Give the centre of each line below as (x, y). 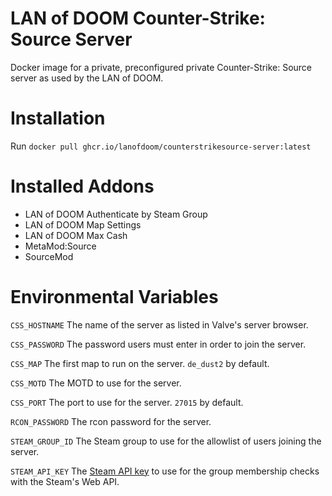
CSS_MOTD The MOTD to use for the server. (96, 383)
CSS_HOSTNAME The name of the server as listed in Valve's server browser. (159, 324)
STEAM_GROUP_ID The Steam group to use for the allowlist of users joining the (166, 441)
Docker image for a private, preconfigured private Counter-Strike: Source (161, 67)
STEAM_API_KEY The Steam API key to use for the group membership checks (165, 471)
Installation (58, 118)
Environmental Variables (114, 297)
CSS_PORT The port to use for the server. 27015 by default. (127, 402)
